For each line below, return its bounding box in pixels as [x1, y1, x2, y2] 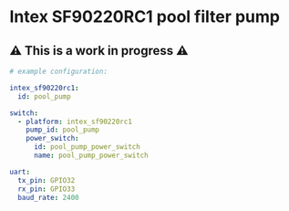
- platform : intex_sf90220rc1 [17, 117, 132, 126]
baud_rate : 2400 [17, 193, 79, 202]
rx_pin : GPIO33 [17, 185, 76, 194]
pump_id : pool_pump [26, 125, 100, 134]
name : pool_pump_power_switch [33, 151, 149, 160]
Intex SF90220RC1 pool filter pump [9, 6, 281, 27]
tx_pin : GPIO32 [17, 175, 76, 185]
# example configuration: [9, 67, 108, 76]
